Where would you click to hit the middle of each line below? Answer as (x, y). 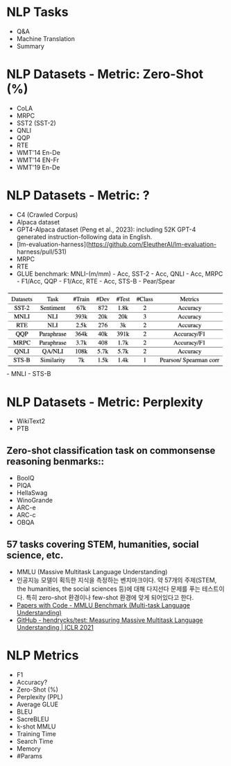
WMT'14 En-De (38, 152)
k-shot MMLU (36, 726)
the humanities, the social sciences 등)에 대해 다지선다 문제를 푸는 (108, 589)
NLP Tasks (37, 12)
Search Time (35, 741)
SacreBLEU (33, 719)
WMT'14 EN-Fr (38, 160)
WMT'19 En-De (38, 167)
